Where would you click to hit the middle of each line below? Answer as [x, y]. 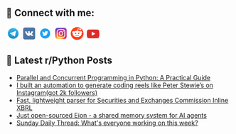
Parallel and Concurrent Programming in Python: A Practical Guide [113, 77]
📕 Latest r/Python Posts [59, 61]
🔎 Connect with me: [50, 13]
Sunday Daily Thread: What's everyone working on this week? [107, 123]
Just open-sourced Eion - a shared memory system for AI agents [111, 115]
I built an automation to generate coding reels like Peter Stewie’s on [115, 85]
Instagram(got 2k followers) [57, 92]
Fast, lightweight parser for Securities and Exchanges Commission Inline [122, 100]
